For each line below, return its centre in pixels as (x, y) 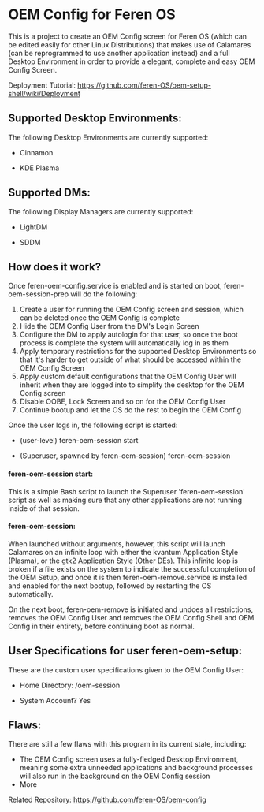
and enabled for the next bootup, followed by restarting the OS (110, 586)
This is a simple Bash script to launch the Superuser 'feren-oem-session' (127, 491)
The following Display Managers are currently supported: (101, 211)
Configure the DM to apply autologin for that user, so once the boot (129, 335)
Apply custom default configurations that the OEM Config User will (128, 377)
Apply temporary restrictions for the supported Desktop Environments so (138, 352)
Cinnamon (36, 152)
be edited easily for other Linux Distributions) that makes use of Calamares (130, 44)
